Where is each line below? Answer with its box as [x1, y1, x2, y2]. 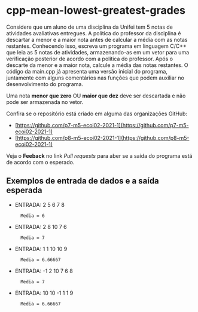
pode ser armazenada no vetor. [6, 98, 84, 105]
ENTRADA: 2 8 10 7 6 [14, 223, 67, 230]
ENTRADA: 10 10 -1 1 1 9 [14, 289, 74, 296]
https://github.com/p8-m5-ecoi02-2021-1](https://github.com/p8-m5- [17, 134, 190, 141]
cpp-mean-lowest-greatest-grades [6, 4, 186, 17]
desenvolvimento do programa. [6, 80, 84, 87]
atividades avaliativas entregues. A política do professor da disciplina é [6, 29, 181, 36]
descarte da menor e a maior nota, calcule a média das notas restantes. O [6, 61, 188, 69]
